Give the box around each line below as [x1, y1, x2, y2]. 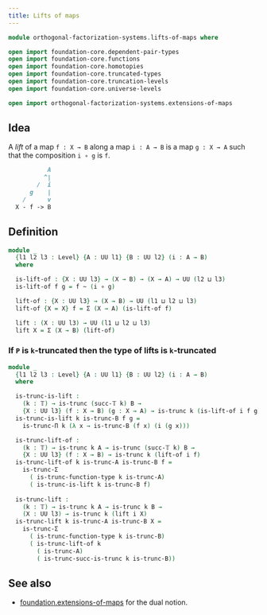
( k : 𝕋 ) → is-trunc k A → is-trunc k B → [22, 503, 163, 511]
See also [8, 576, 52, 590]
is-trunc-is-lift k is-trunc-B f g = [15, 415, 141, 422]
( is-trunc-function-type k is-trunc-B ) [29, 532, 165, 541]
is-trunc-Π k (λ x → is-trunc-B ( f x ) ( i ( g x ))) [22, 422, 191, 430]
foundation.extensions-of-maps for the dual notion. [19, 597, 188, 607]
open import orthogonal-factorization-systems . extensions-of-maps [8, 99, 233, 107]
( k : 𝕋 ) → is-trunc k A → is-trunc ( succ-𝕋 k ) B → [22, 443, 195, 452]
